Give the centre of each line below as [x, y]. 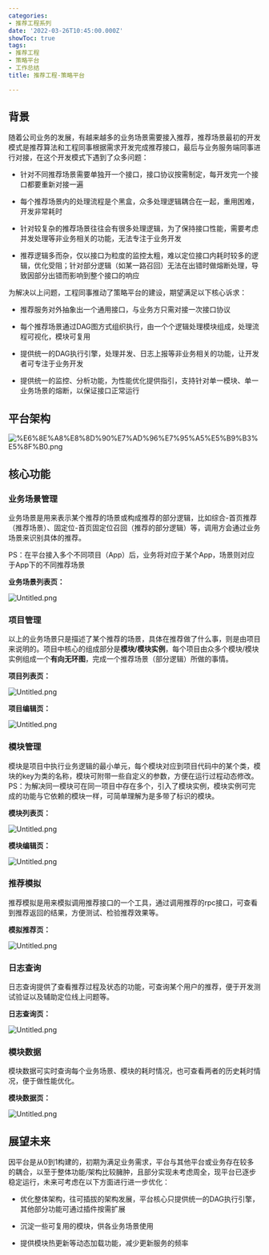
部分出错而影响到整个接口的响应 [87, 276]
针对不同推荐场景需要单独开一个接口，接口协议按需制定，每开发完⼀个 [136, 175]
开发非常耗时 [41, 211]
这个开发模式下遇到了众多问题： [96, 158]
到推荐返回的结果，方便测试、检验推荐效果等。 [85, 912]
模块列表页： [29, 813]
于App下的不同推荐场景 [47, 565]
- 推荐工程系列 [30, 23]
